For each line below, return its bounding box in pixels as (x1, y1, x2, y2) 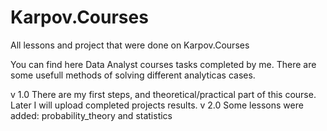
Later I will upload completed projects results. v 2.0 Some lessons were (10, 99, 304, 111)
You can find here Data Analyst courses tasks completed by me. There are (10, 58, 317, 70)
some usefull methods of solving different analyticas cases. (10, 69, 256, 81)
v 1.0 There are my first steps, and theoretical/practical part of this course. (10, 88, 317, 100)
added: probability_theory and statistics (10, 109, 173, 121)
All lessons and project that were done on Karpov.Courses (10, 39, 250, 51)
